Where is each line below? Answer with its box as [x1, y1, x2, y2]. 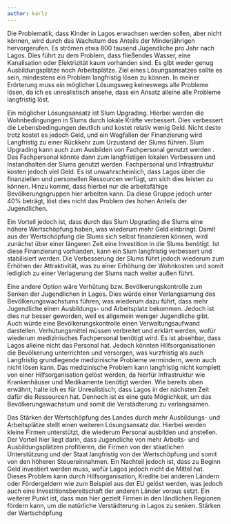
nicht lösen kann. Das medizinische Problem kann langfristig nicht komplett [7, 363, 221, 371]
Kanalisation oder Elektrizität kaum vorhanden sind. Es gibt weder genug [7, 58, 214, 66]
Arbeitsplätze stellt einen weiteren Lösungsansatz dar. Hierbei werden [7, 420, 207, 429]
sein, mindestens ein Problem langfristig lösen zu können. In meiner [7, 73, 200, 82]
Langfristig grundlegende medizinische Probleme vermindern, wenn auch [7, 355, 217, 364]
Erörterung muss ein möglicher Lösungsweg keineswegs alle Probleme [7, 80, 209, 88]
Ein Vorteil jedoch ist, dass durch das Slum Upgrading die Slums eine [7, 217, 203, 225]
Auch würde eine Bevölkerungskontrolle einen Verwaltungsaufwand [7, 319, 200, 327]
